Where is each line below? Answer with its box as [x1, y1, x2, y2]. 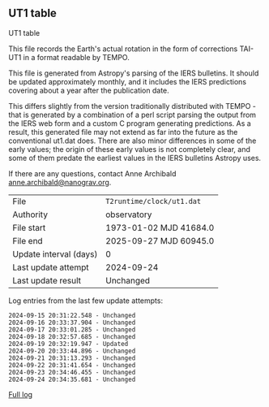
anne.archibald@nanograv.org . [8, 177, 112, 187]
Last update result [12, 275, 82, 286]
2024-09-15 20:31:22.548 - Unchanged [8, 311, 136, 319]
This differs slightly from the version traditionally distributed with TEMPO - [8, 101, 257, 110]
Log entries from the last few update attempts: [8, 296, 164, 305]
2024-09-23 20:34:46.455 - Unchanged [8, 368, 136, 376]
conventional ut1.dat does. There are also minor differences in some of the [8, 136, 257, 145]
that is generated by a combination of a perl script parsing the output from [8, 110, 257, 119]
